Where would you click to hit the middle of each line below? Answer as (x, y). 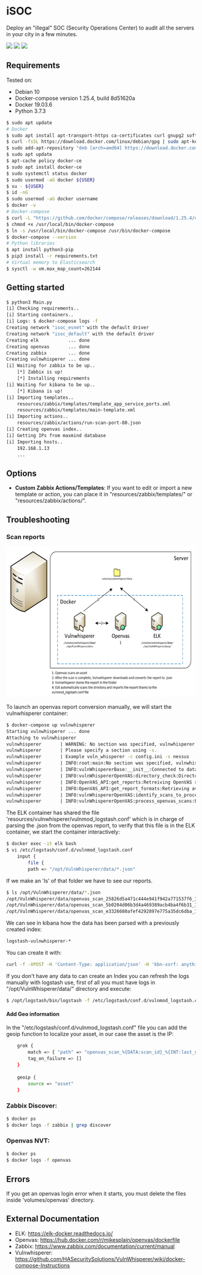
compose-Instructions (42, 1265)
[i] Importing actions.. (37, 417)
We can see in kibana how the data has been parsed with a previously (93, 923)
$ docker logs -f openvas (38, 1161)
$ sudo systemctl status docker (47, 173)
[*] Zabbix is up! (40, 372)
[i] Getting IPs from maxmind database (56, 435)
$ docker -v (21, 205)
